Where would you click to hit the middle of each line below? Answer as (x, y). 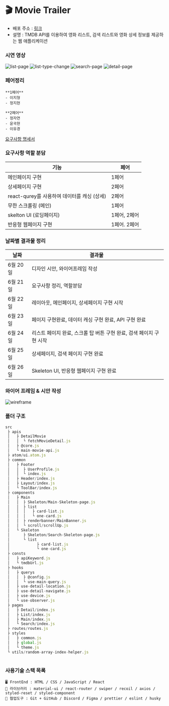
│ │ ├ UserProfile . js (33, 469)
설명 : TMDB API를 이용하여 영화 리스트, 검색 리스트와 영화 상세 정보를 (81, 34)
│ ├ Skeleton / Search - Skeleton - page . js (54, 535)
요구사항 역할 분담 (26, 153)
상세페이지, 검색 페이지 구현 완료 (68, 354)
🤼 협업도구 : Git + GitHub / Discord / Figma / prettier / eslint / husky (83, 698)
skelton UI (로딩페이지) (34, 215)
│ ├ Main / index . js (29, 619)
